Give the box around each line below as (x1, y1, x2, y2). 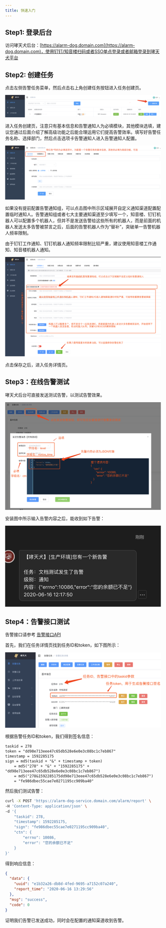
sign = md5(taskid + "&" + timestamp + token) (5, 759, 103, 764)
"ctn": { (14, 830, 32, 835)
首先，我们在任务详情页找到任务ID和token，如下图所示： (5, 642, 121, 648)
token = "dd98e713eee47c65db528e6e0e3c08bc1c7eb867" (5, 749, 116, 754)
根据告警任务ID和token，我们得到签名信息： (5, 733, 95, 739)
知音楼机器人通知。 (13, 246, 53, 253)
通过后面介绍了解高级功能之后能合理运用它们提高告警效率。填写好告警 (13, 129, 157, 135)
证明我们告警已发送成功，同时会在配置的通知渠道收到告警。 (5, 917, 126, 923)
